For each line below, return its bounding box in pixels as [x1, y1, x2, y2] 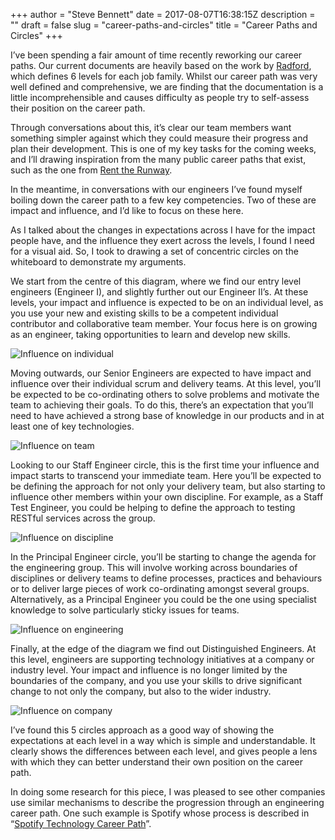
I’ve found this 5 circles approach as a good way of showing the [10, 724, 275, 736]
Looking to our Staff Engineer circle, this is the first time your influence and [10, 459, 320, 471]
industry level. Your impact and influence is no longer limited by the [10, 664, 288, 676]
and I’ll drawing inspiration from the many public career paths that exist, [10, 154, 307, 165]
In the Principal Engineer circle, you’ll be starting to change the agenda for [10, 551, 317, 563]
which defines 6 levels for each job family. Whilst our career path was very [10, 70, 318, 82]
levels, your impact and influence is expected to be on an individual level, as [10, 297, 324, 308]
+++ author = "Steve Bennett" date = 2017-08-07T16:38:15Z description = [10, 9, 316, 20]
